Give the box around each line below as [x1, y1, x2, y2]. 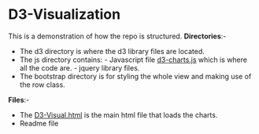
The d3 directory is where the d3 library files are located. [19, 46, 205, 56]
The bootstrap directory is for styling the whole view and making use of [19, 71, 252, 81]
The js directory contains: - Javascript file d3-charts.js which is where [19, 55, 248, 64]
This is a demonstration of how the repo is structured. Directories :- [8, 31, 227, 41]
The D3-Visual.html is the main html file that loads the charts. [19, 110, 218, 119]
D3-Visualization [8, 5, 120, 24]
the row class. [19, 80, 65, 89]
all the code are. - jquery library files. [19, 63, 140, 72]
